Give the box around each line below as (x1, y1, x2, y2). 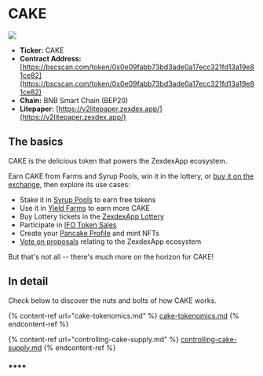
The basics (8, 135, 64, 149)
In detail (8, 275, 49, 288)
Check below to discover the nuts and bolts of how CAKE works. (8, 296, 217, 305)
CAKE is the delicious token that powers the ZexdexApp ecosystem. (8, 156, 228, 165)
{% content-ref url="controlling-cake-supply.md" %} (8, 334, 179, 344)
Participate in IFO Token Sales (19, 219, 117, 229)
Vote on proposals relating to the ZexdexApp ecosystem (19, 237, 202, 246)
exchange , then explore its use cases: (8, 179, 131, 189)
